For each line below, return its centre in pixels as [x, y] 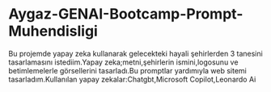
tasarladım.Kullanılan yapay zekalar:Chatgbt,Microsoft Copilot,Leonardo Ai [132, 79]
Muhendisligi [53, 31]
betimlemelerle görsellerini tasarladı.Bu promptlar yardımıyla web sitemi [127, 70]
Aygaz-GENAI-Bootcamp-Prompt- [126, 14]
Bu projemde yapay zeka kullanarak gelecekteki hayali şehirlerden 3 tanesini [135, 53]
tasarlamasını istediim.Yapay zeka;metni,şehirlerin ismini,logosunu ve [123, 62]
